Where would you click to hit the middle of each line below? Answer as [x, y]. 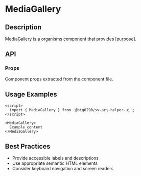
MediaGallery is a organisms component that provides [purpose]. [71, 39]
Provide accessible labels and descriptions [55, 158]
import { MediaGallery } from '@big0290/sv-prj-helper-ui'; [72, 110]
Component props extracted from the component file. [59, 79]
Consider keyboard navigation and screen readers [63, 169]
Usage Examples [31, 94]
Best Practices [28, 146]
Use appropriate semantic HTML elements [55, 163]
